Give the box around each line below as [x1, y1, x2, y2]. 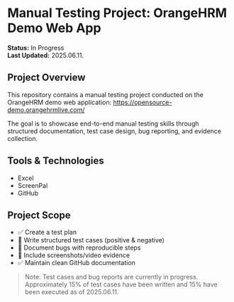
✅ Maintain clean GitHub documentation [17, 259, 136, 267]
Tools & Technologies [7, 155, 104, 167]
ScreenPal [17, 181, 48, 189]
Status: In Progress [7, 43, 65, 52]
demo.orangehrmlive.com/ [7, 105, 85, 114]
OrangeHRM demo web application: [7, 98, 112, 106]
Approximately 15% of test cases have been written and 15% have [24, 280, 218, 289]
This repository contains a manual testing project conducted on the [7, 90, 204, 99]
